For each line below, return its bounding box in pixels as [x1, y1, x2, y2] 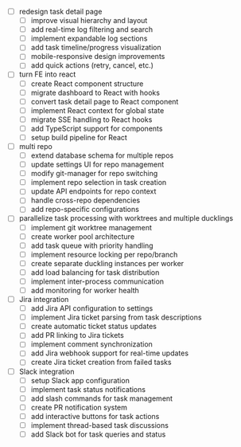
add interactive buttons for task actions [30, 411, 160, 421]
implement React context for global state [30, 105, 165, 115]
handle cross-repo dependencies [30, 195, 141, 206]
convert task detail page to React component [30, 96, 179, 106]
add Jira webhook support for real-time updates [30, 348, 189, 358]
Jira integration [18, 295, 69, 304]
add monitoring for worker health [30, 285, 140, 295]
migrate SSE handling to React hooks [30, 115, 153, 124]
